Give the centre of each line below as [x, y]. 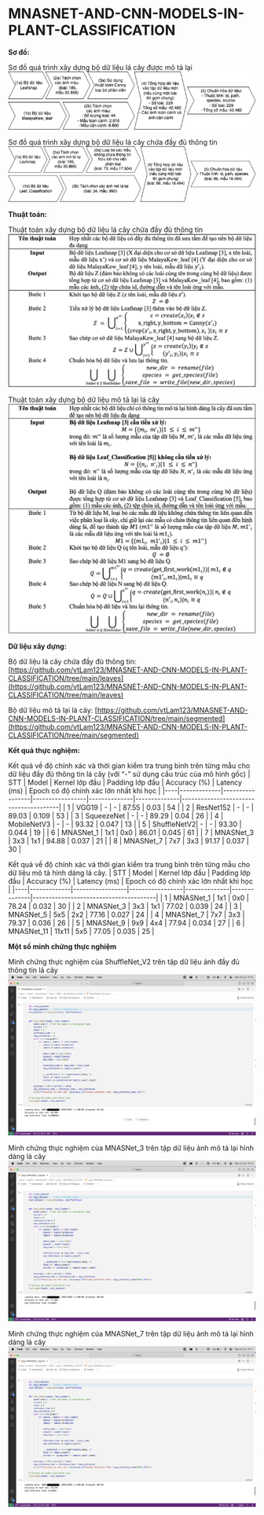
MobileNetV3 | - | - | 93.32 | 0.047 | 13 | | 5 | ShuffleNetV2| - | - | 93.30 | [125, 824]
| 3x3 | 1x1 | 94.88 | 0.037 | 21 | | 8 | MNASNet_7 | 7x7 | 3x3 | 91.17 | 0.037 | [129, 841]
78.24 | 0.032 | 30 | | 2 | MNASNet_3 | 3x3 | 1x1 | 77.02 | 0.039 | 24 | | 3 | [125, 906]
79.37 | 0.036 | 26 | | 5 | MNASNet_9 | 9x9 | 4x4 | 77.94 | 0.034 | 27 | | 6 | [126, 923]
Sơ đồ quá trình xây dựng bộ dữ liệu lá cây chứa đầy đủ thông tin [113, 142]
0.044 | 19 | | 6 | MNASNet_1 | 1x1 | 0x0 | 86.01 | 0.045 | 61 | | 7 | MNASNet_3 [131, 833]
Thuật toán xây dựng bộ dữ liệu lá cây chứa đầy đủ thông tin [106, 230]
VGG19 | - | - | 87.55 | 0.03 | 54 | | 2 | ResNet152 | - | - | [165, 807]
